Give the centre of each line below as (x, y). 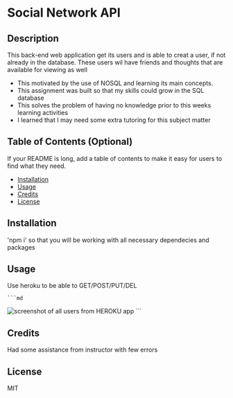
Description (33, 38)
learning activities (42, 113)
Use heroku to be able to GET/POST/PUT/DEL (72, 286)
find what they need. (37, 166)
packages (21, 247)
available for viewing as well (48, 70)
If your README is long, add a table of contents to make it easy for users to (115, 158)
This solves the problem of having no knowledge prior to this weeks (114, 105)
